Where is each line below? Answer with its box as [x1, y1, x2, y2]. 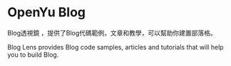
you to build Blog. [7, 50, 59, 59]
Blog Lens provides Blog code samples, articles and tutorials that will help [7, 43, 224, 51]
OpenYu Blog [7, 4, 86, 21]
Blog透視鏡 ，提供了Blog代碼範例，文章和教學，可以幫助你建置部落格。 [7, 28, 217, 37]
